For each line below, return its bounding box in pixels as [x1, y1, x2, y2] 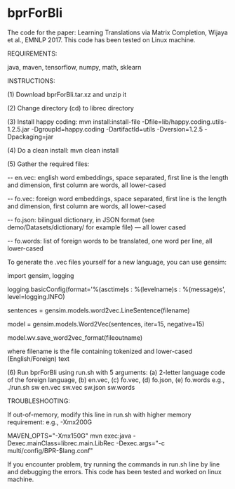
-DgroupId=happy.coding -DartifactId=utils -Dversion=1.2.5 [31, 125, 203, 133]
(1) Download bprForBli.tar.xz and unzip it [7, 90, 127, 99]
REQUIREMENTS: [7, 49, 58, 58]
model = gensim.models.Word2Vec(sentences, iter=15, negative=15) [7, 319, 205, 328]
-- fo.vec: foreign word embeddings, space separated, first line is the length [7, 194, 227, 203]
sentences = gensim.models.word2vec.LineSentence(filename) [7, 306, 191, 315]
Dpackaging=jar [7, 132, 54, 141]
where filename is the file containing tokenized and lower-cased [7, 347, 193, 355]
